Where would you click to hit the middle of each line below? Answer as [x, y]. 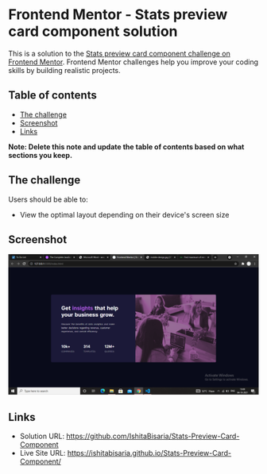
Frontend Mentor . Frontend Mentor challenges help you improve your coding [133, 62]
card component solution [93, 31]
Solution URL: [42, 436]
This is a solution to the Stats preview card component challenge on [119, 53]
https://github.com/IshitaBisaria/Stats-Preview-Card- [153, 436]
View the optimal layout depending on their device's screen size [124, 214]
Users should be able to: [48, 199]
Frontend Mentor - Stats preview [118, 15]
